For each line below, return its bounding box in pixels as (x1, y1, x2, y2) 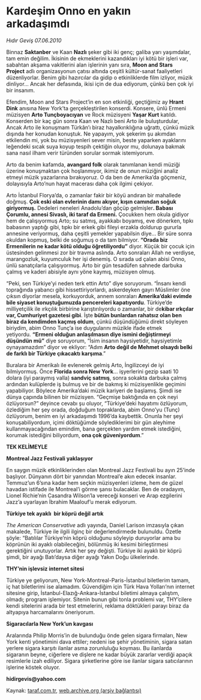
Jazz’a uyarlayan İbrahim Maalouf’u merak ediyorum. (6, 498, 137, 505)
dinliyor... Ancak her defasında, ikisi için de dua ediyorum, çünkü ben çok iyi (6, 80, 194, 88)
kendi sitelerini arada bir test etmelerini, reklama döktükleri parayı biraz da (6, 602, 189, 609)
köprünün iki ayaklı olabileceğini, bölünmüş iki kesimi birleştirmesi (6, 540, 169, 548)
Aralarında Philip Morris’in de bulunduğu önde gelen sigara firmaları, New (6, 632, 188, 639)
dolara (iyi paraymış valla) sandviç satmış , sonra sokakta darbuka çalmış (6, 374, 187, 381)
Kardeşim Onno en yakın (6, 4, 131, 18)
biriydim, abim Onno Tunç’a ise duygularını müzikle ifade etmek (6, 324, 163, 331)
